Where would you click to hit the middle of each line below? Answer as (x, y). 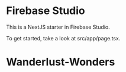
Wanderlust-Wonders (61, 62)
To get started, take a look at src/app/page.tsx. (63, 38)
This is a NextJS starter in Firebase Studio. (58, 27)
